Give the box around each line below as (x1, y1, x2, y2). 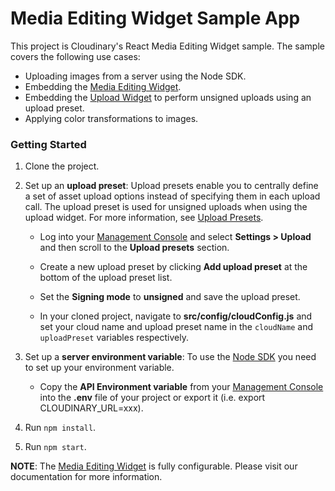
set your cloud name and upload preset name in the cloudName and (39, 321, 313, 333)
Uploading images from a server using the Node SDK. (24, 70, 247, 82)
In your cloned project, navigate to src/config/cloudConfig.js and (39, 310, 313, 322)
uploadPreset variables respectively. (39, 332, 190, 344)
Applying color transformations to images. (24, 112, 199, 124)
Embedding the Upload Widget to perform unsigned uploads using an (24, 91, 312, 103)
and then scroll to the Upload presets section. (39, 242, 230, 254)
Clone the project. (24, 160, 100, 172)
